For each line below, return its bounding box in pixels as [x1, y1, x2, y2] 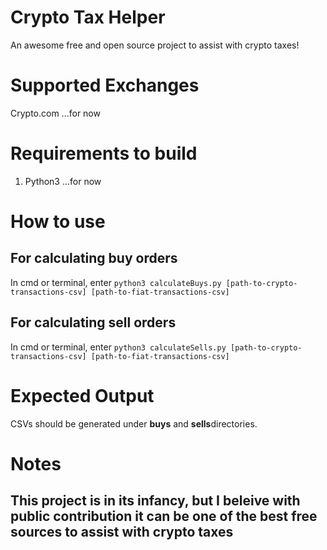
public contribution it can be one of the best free [10, 508, 318, 525]
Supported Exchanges [10, 74, 200, 97]
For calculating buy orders [10, 250, 178, 267]
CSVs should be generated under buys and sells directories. [10, 417, 258, 430]
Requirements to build [10, 142, 198, 165]
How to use [10, 211, 106, 233]
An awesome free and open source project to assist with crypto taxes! [10, 39, 300, 51]
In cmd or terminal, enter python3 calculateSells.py [10, 341, 227, 353]
